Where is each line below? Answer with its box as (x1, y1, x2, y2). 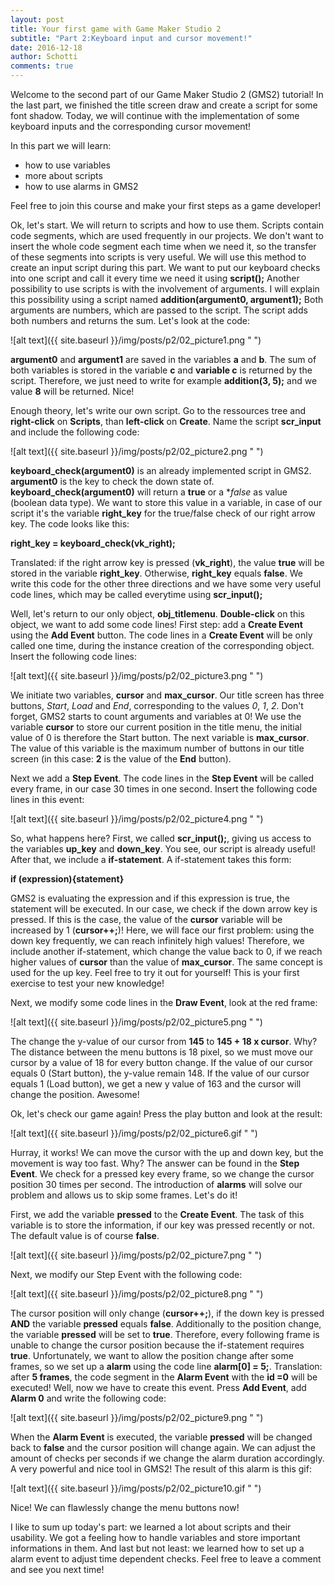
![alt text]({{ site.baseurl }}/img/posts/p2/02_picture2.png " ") (10, 446, 264, 457)
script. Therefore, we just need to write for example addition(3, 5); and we (10, 375, 318, 386)
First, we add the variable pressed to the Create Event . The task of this (10, 1209, 305, 1220)
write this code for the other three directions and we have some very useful (10, 578, 322, 590)
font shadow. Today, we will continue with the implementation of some (10, 110, 300, 121)
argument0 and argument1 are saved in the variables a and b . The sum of (10, 354, 317, 365)
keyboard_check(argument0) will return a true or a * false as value (10, 486, 288, 498)
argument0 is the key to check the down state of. (10, 476, 215, 487)
